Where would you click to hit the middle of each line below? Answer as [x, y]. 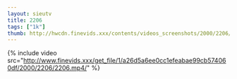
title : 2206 [25, 20]
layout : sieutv [30, 14]
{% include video [32, 53]
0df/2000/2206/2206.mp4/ [47, 68]
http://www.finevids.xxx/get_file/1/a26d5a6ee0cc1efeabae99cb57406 [125, 61]
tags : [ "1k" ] [26, 27]
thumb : [17, 33]
